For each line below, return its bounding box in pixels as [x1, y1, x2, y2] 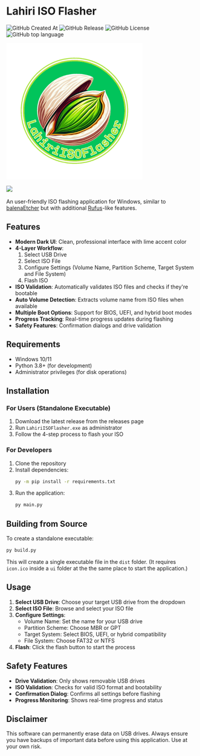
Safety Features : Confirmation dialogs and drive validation [15, 321, 162, 329]
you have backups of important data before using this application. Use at [6, 737, 188, 744]
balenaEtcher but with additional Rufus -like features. [6, 204, 137, 212]
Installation [6, 386, 50, 396]
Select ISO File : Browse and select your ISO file [15, 604, 134, 612]
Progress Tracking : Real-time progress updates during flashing [15, 315, 173, 323]
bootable [15, 289, 37, 296]
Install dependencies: [15, 466, 69, 473]
